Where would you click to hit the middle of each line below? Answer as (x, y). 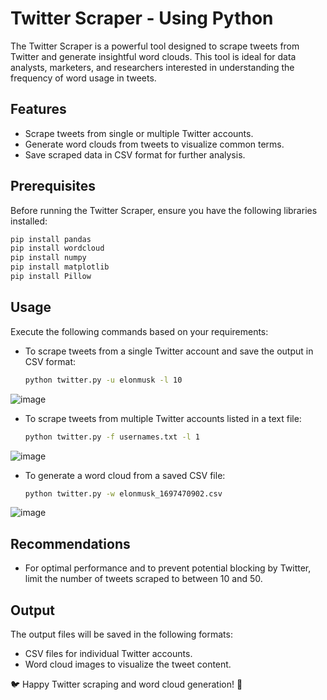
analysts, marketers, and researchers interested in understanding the (152, 67)
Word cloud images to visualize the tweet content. (128, 664)
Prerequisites (53, 186)
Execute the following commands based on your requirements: (139, 331)
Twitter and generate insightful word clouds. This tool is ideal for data (153, 56)
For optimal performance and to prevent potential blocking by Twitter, (168, 568)
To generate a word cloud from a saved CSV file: (125, 475)
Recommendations (70, 543)
